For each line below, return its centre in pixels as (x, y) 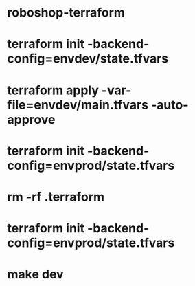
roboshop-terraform (66, 13)
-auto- (170, 105)
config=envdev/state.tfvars (88, 59)
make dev (35, 275)
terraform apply (53, 90)
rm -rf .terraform (56, 197)
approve (31, 119)
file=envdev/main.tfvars (78, 105)
